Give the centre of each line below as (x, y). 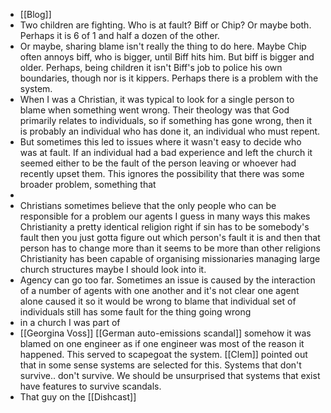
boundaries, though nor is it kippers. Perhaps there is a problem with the (169, 78)
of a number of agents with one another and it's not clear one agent (159, 290)
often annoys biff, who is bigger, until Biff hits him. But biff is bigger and (167, 57)
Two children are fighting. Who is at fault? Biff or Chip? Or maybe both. (165, 25)
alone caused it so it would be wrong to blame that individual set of (158, 301)
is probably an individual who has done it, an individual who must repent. (170, 131)
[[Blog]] (35, 14)
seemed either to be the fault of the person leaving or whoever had (158, 163)
